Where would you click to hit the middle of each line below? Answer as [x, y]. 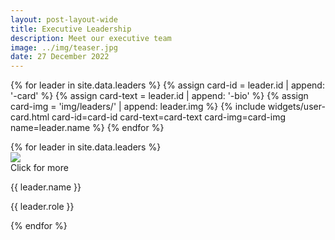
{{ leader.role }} [42, 207]
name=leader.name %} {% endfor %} [87, 128]
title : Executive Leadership [71, 29]
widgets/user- [296, 107]
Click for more [39, 168]
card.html [30, 117]
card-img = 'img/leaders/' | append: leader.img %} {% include [138, 107]
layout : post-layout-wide [64, 19]
